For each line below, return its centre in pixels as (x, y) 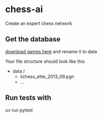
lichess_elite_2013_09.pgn (47, 76)
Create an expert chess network (39, 23)
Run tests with (28, 98)
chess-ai (24, 9)
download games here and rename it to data (51, 51)
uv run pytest (19, 110)
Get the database (33, 39)
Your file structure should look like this (45, 61)
